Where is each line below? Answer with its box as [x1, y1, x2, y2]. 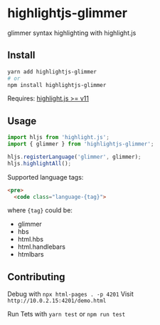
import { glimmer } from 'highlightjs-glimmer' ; [7, 140, 154, 148]
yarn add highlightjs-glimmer [7, 68, 97, 76]
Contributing [7, 271, 65, 283]
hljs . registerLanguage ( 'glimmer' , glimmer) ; [7, 153, 142, 160]
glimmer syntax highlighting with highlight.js [7, 29, 137, 37]
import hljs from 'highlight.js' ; [7, 134, 110, 141]
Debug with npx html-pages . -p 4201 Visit [7, 290, 134, 299]
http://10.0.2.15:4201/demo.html [7, 297, 107, 304]
